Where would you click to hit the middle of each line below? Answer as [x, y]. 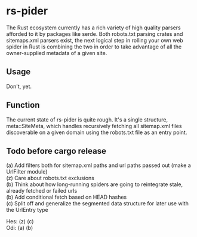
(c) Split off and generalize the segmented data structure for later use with [98, 203]
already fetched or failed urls [42, 191]
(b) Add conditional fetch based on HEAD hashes [67, 197]
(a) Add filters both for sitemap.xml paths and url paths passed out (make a [98, 165]
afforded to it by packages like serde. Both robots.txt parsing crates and [95, 34]
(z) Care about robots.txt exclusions [50, 178]
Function [23, 105]
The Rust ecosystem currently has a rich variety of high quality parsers [93, 28]
